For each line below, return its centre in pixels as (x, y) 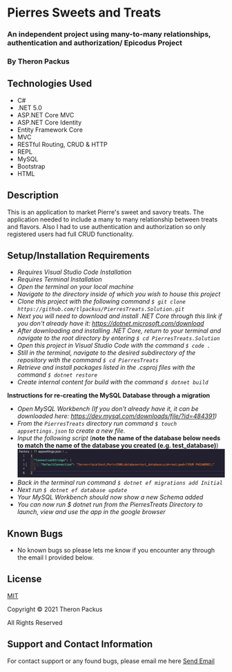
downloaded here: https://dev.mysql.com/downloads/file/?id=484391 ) (117, 416)
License (25, 579)
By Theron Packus (39, 61)
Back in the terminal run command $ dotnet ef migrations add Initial (120, 483)
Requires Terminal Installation (59, 279)
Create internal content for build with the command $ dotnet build (113, 382)
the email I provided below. (56, 557)
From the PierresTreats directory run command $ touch (97, 424)
